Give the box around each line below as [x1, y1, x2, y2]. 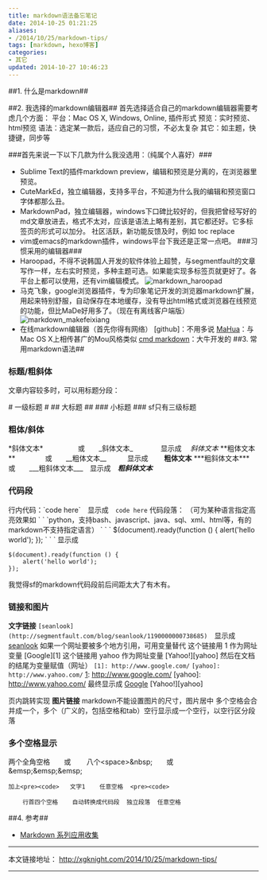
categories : [8, 48, 48, 56]
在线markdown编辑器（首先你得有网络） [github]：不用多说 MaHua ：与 [19, 324, 254, 334]
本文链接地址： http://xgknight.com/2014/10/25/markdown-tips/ [8, 855, 217, 864]
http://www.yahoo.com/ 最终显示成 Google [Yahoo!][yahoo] [8, 679, 203, 688]
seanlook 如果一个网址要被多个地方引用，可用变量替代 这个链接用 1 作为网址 [8, 641, 258, 650]
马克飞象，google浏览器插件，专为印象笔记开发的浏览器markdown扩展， [19, 285, 258, 295]
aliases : [8, 26, 37, 34]
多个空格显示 [8, 737, 58, 748]
